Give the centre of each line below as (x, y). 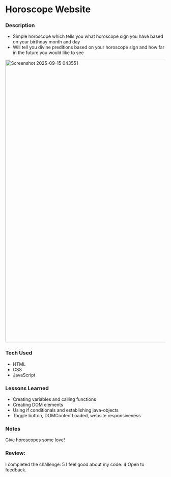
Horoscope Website (48, 9)
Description (20, 26)
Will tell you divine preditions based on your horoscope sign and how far (88, 47)
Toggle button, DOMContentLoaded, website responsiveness (77, 416)
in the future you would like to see (48, 53)
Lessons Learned (27, 388)
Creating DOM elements (38, 405)
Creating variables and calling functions (54, 399)
